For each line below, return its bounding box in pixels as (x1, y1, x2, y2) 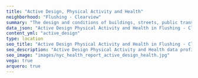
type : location (6, 36, 44, 42)
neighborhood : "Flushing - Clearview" (6, 14, 101, 20)
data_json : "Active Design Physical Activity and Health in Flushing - (6, 25, 186, 31)
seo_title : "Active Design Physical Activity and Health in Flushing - (6, 42, 186, 48)
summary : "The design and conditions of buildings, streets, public (6, 19, 178, 25)
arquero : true (6, 63, 41, 69)
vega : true (6, 57, 33, 63)
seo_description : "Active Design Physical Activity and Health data (6, 47, 178, 53)
